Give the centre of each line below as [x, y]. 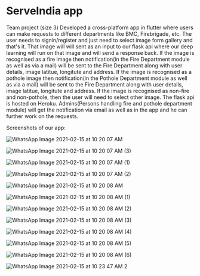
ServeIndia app [44, 11]
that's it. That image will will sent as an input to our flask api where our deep [100, 46]
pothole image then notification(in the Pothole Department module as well [97, 78]
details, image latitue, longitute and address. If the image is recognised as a [99, 72]
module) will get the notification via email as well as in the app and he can [97, 110]
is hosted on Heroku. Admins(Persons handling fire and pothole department [99, 103]
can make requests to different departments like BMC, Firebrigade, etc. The [99, 33]
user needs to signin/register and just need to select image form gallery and [99, 40]
